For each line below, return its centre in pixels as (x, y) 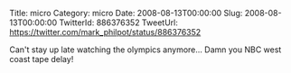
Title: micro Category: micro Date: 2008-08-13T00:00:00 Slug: (126, 13)
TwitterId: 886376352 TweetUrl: (118, 23)
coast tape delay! (42, 59)
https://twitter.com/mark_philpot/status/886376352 (105, 32)
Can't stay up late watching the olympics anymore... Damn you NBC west (145, 50)
